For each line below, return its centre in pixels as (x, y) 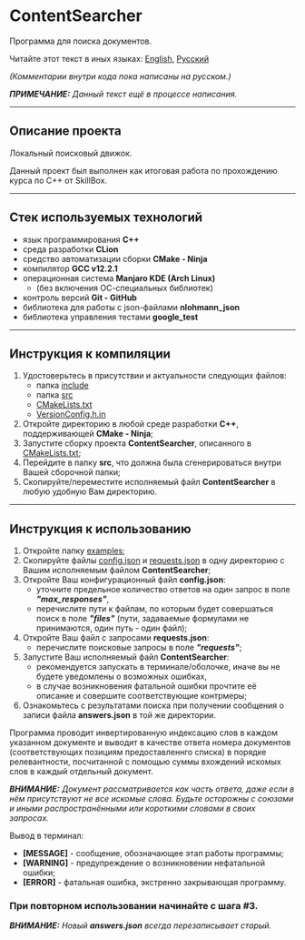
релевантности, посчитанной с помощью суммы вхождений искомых (145, 762)
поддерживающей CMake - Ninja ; (88, 434)
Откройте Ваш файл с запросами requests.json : (116, 638)
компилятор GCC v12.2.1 (70, 268)
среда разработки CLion (70, 249)
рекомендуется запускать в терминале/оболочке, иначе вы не (158, 667)
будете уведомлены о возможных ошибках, (121, 677)
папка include (62, 385)
